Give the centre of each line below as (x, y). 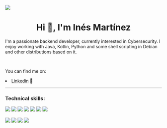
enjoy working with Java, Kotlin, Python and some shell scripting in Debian (81, 46)
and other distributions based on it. (41, 52)
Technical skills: (25, 98)
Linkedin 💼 (22, 81)
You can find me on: (26, 71)
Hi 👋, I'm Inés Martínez (83, 28)
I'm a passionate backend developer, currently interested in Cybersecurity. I (83, 41)
